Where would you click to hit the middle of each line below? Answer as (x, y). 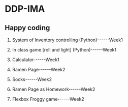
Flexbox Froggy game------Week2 (48, 99)
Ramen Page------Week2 (39, 70)
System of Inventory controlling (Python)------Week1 (67, 40)
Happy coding (27, 28)
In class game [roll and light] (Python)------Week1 (64, 50)
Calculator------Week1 (36, 60)
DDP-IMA (25, 9)
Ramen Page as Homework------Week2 (54, 89)
